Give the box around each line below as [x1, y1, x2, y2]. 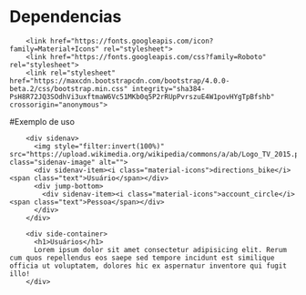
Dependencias [9, 6, 122, 27]
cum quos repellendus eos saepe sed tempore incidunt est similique [9, 253, 275, 262]
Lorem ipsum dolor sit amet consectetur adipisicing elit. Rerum [33, 245, 287, 254]
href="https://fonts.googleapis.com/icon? [49, 36, 214, 46]
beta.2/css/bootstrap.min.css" [9, 84, 128, 93]
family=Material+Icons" [9, 44, 100, 54]
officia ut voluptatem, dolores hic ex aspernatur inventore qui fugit [9, 261, 287, 270]
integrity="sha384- [131, 84, 206, 93]
